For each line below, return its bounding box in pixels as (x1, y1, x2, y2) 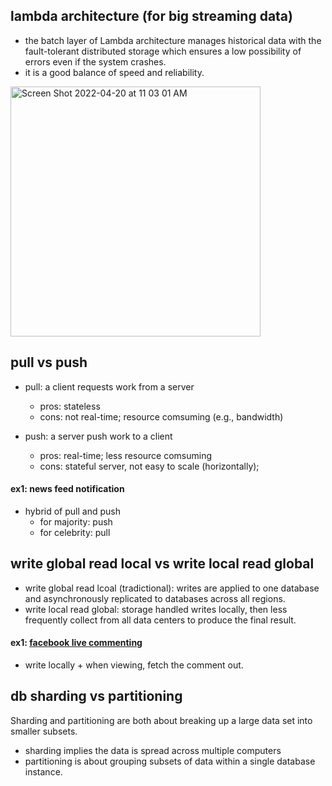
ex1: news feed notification (10, 483, 125, 495)
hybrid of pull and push (24, 505, 121, 517)
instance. (24, 765, 63, 778)
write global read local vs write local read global (10, 555, 315, 573)
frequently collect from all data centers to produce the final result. (24, 614, 297, 626)
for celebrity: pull (39, 526, 111, 538)
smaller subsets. (10, 725, 78, 737)
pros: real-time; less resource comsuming (39, 449, 213, 461)
